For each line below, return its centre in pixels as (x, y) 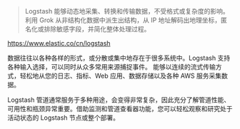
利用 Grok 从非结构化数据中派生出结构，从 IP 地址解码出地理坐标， (123, 20)
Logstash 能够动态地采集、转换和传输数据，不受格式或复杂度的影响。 (127, 11)
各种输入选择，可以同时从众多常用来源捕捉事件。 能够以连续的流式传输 (111, 67)
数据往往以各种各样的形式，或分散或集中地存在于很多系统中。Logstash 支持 (119, 58)
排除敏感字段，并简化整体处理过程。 (97, 29)
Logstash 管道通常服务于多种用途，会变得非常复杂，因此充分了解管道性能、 (119, 100)
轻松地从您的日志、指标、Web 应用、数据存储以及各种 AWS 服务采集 (121, 76)
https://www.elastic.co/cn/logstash (59, 43)
